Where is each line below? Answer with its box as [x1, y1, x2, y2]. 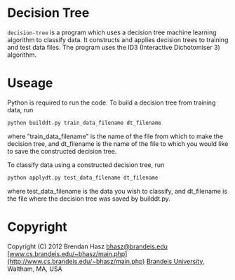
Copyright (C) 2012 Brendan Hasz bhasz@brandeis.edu [7, 242, 168, 251]
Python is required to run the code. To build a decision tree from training [7, 98, 216, 107]
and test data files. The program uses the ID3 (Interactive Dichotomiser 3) [7, 43, 221, 51]
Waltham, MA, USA [7, 265, 62, 273]
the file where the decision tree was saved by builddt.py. [7, 194, 170, 203]
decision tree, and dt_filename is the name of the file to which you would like [7, 139, 229, 148]
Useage [7, 75, 53, 91]
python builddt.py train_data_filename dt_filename [7, 119, 161, 126]
